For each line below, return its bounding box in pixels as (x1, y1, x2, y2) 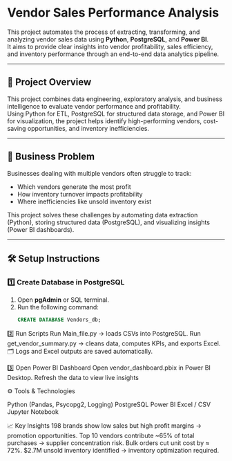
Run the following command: (17, 303, 99, 311)
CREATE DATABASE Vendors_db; (17, 316, 101, 323)
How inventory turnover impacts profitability (17, 190, 143, 198)
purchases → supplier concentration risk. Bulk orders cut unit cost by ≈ (7, 439, 210, 447)
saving (7, 124, 26, 132)
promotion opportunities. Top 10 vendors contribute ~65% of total (7, 431, 195, 440)
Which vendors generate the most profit (17, 182, 131, 191)
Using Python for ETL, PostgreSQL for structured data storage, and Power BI (7, 109, 225, 118)
